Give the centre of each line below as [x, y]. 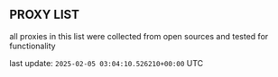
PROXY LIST [44, 15]
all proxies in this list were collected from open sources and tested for [139, 36]
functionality [32, 46]
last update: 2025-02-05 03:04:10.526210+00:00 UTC [107, 63]
